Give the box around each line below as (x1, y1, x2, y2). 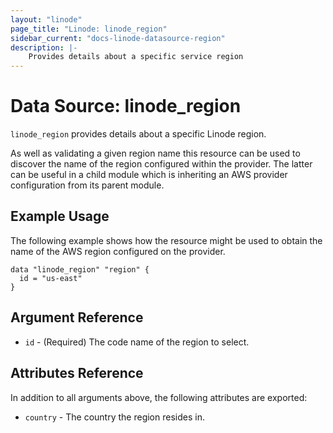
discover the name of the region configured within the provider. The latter (10, 158, 313, 170)
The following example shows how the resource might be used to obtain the (10, 234, 323, 246)
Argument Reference (10, 309, 144, 326)
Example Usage (10, 208, 110, 225)
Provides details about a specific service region (28, 52, 244, 62)
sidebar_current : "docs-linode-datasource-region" (10, 33, 226, 43)
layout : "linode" (10, 14, 83, 25)
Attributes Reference (10, 365, 144, 382)
